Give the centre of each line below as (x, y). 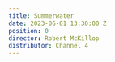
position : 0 (28, 31)
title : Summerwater (41, 16)
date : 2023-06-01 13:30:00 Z (57, 23)
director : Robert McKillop (54, 38)
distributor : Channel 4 (49, 46)
